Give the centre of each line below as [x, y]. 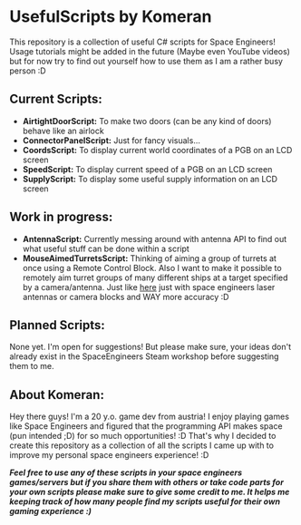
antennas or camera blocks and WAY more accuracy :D [126, 297]
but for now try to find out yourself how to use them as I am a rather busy [146, 61]
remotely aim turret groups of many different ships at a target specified [155, 277]
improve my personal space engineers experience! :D [109, 455]
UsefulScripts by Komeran [111, 17]
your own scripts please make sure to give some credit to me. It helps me [150, 492]
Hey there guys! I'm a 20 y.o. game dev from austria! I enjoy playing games [150, 417]
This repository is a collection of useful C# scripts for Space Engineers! [143, 42]
